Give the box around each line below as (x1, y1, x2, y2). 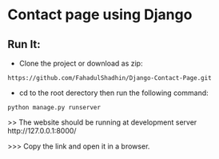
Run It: (7, 38, 41, 51)
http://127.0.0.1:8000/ (7, 126, 77, 135)
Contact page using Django (7, 6, 193, 24)
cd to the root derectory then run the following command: (18, 88, 209, 97)
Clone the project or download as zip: (18, 58, 143, 68)
